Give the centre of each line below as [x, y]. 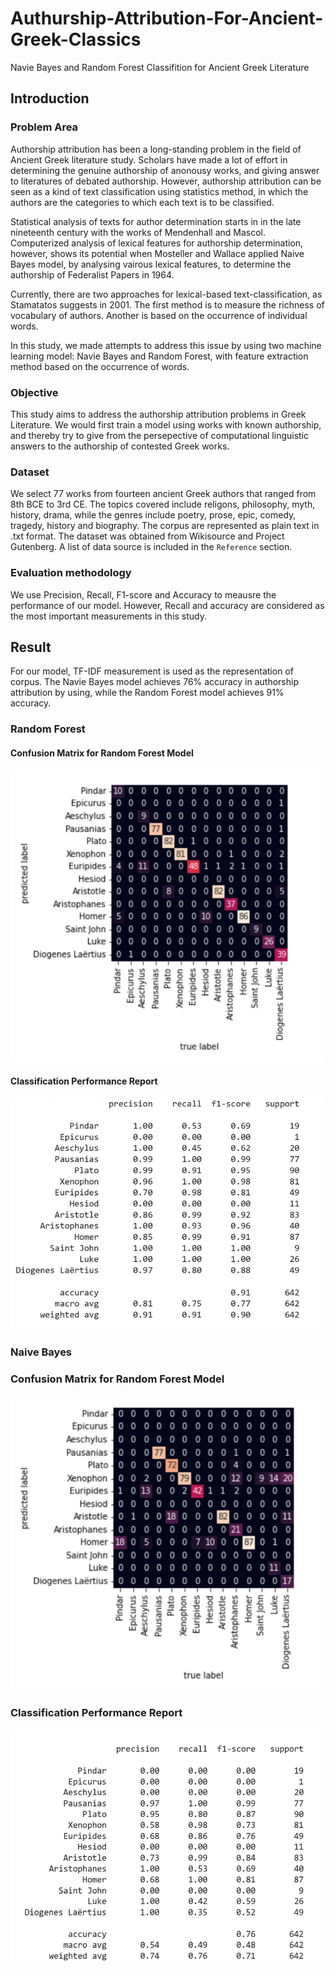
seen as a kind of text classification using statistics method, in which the [159, 191]
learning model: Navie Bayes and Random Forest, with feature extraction [159, 356]
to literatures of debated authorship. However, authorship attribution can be [166, 181]
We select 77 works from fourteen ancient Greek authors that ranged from [163, 494]
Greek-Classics [76, 39]
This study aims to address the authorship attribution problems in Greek [158, 414]
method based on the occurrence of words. [100, 366]
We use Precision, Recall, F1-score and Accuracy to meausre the [143, 594]
